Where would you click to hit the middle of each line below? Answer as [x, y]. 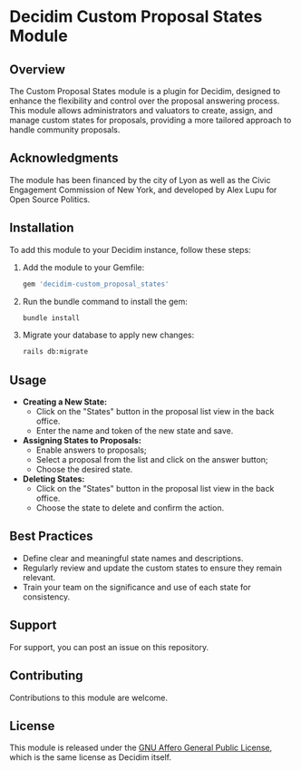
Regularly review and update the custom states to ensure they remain [152, 568]
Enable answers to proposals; [91, 450]
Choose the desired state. [84, 470]
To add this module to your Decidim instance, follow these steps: [130, 249]
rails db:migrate [55, 352]
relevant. [39, 577]
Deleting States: [53, 479]
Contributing [46, 676]
